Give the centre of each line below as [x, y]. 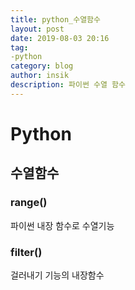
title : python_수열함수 [55, 19]
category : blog [42, 66]
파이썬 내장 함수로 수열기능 [62, 225]
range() [29, 203]
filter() [26, 252]
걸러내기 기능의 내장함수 [57, 275]
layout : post [37, 29]
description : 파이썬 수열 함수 [68, 85]
